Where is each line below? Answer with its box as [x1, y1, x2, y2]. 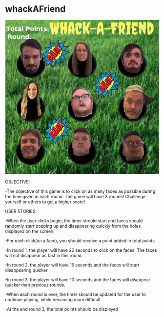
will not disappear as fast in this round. [5, 253, 83, 259]
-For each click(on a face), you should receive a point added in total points [5, 238, 155, 244]
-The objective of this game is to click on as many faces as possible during [5, 188, 155, 194]
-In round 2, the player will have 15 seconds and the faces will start [5, 262, 140, 268]
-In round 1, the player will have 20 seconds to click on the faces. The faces [5, 247, 157, 253]
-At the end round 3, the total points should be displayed [5, 306, 119, 312]
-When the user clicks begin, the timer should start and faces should [5, 218, 143, 224]
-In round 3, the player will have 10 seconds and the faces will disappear [5, 277, 150, 283]
